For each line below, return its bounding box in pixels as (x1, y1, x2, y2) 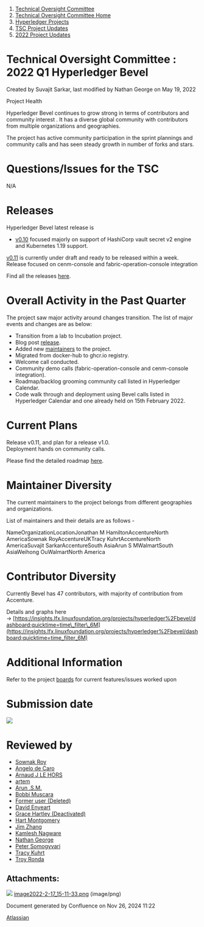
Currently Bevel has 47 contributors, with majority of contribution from (6, 589, 183, 597)
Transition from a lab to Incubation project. (15, 332, 122, 340)
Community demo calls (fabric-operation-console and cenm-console (15, 365, 189, 372)
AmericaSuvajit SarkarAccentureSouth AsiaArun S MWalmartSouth (6, 542, 174, 549)
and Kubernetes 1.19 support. (15, 242, 88, 249)
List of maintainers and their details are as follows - (6, 517, 135, 524)
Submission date (6, 697, 93, 711)
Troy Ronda (15, 856, 44, 863)
